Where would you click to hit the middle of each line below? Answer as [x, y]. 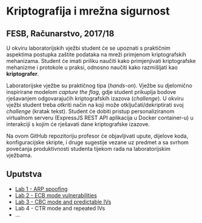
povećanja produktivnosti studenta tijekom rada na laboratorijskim [89, 149]
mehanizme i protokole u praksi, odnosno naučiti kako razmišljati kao [92, 67]
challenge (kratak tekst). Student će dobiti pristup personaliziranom [90, 111]
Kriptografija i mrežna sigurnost [88, 11]
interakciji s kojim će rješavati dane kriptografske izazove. [78, 124]
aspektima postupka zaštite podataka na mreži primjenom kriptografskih [96, 55]
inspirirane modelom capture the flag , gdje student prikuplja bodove [91, 92]
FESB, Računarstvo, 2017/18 [60, 34]
